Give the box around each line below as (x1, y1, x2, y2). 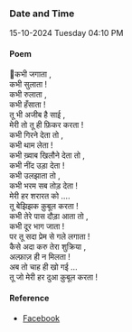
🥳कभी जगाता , (9, 69, 52, 79)
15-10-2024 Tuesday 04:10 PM (9, 28, 124, 39)
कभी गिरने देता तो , (9, 129, 64, 140)
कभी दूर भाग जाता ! (9, 220, 65, 232)
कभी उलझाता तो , (9, 170, 61, 180)
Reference (9, 292, 50, 304)
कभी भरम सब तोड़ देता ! (9, 180, 79, 191)
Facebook (22, 312, 61, 323)
